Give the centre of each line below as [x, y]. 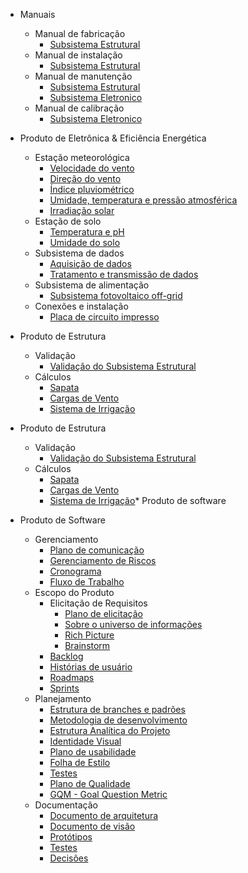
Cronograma [75, 571]
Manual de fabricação [80, 33]
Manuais [37, 14]
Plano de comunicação [97, 550]
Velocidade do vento [92, 168]
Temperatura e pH [87, 232]
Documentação [66, 805]
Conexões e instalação [81, 306]
